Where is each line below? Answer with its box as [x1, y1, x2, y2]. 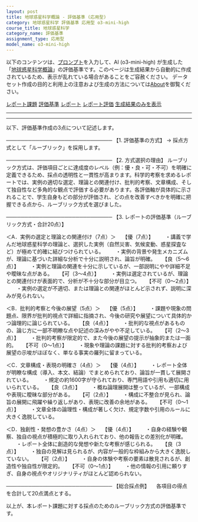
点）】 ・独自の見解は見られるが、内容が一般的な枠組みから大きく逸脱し [6, 448, 191, 455]
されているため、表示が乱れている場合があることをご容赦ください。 [6, 73, 171, 80]
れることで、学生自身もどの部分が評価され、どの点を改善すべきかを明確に [6, 193, 186, 201]
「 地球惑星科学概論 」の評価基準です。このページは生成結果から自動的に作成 [6, 65, 192, 73]
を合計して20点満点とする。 [6, 490, 75, 497]
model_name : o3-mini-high [6, 42, 70, 48]
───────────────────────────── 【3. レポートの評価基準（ [6, 213, 177, 220]
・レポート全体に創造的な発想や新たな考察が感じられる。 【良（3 [16, 440, 181, 447]
